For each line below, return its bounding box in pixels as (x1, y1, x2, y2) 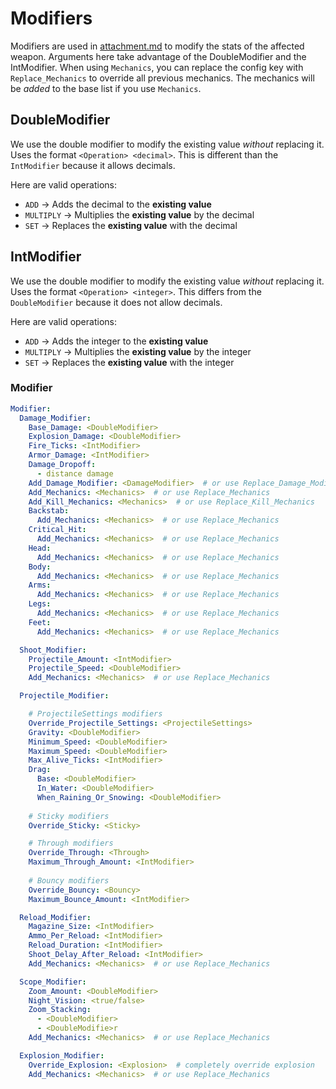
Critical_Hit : (28, 525, 87, 535)
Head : (28, 543, 52, 553)
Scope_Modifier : (19, 977, 87, 987)
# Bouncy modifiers (28, 875, 110, 886)
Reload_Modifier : (19, 912, 92, 922)
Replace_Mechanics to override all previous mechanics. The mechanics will (10, 72, 315, 84)
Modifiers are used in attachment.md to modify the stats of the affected (10, 40, 305, 52)
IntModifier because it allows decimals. (10, 159, 176, 171)
